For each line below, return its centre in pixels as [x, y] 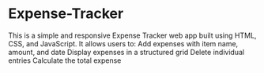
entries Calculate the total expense [65, 60]
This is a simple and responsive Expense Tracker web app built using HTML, [132, 35]
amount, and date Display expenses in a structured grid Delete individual [126, 52]
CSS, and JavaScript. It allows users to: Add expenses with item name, [123, 43]
